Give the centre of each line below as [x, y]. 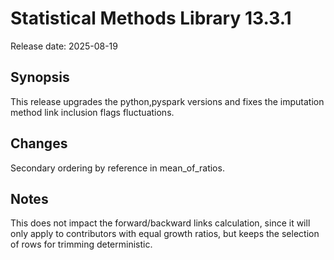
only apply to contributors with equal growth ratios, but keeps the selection [165, 234]
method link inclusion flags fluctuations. [92, 112]
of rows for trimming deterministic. [81, 244]
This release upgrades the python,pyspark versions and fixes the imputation [167, 101]
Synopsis [40, 77]
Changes [39, 143]
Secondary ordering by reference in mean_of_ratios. [117, 168]
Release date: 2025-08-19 [64, 46]
